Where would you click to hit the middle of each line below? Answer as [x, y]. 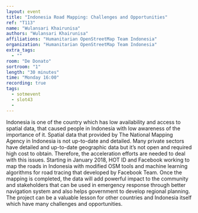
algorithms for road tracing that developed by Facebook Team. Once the [94, 172]
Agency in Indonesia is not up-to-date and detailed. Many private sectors [95, 141]
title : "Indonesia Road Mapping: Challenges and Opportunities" [87, 17]
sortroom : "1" [24, 67]
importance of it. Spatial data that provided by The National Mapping [90, 134]
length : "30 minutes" [33, 72]
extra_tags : [21, 50]
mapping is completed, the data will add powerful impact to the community [97, 179]
